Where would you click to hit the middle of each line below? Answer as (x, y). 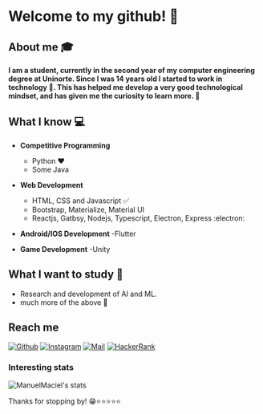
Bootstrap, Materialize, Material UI (88, 209)
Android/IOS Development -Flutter (78, 233)
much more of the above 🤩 (64, 302)
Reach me (34, 328)
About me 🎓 (41, 47)
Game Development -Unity (65, 249)
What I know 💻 (47, 122)
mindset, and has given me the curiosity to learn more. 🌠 (104, 96)
